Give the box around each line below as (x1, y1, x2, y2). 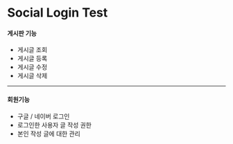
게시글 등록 (17, 54, 48, 63)
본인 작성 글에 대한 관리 (17, 129, 81, 138)
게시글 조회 (17, 46, 48, 54)
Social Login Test (7, 5, 108, 21)
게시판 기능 (7, 29, 37, 37)
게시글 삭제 (17, 71, 48, 80)
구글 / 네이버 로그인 (17, 112, 70, 120)
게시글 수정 (17, 63, 48, 71)
